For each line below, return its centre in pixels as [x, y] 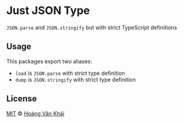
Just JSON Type [48, 11]
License [22, 99]
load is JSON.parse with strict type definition [70, 73]
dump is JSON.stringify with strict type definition [75, 79]
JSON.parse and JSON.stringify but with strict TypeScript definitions [92, 27]
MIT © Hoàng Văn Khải [35, 113]
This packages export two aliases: [49, 61]
